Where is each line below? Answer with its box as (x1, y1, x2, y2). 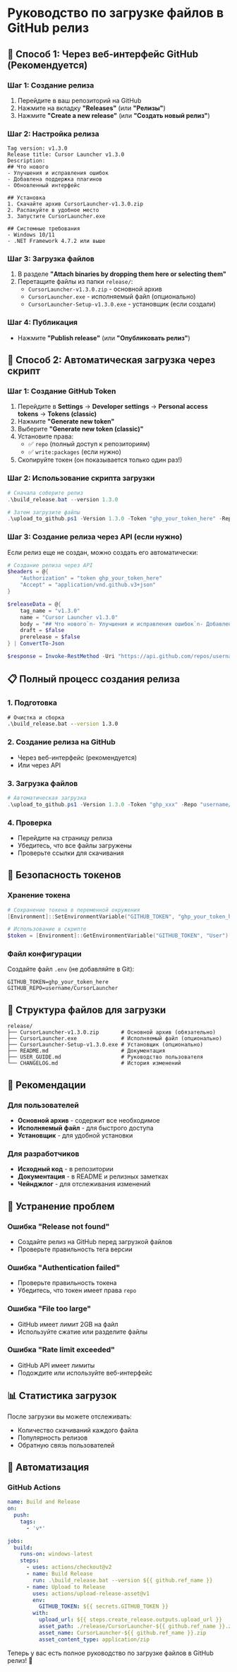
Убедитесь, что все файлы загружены (17, 842, 133, 849)
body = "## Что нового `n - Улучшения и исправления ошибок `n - (20, 620, 203, 628)
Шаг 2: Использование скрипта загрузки (7, 473, 155, 483)
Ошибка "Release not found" (7, 1222, 110, 1231)
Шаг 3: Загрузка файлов (7, 254, 95, 264)
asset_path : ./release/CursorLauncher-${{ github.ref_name (38, 1623, 217, 1630)
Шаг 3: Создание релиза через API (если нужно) (7, 532, 183, 542)
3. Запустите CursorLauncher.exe (7, 213, 106, 220)
